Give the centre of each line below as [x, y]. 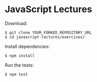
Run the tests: [19, 65]
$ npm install [20, 56]
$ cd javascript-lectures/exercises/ [45, 37]
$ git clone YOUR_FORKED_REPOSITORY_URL [48, 32]
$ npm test [16, 74]
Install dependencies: [27, 46]
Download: [16, 23]
